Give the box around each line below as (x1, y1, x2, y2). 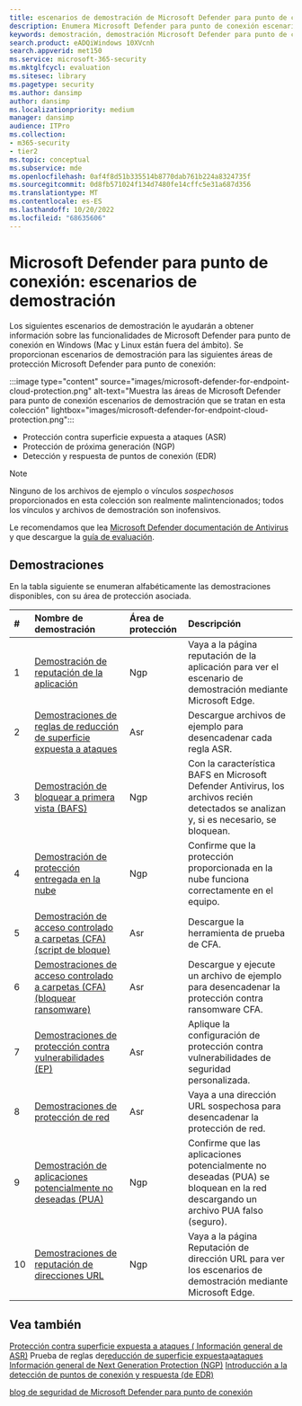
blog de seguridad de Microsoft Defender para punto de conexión (9, 1387, 253, 1398)
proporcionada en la (188, 862, 273, 874)
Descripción (188, 617, 241, 630)
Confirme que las (188, 1137, 261, 1150)
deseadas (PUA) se (188, 1171, 270, 1183)
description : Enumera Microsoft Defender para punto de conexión (9, 22, 259, 31)
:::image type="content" (9, 376, 99, 386)
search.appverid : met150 (9, 47, 102, 56)
